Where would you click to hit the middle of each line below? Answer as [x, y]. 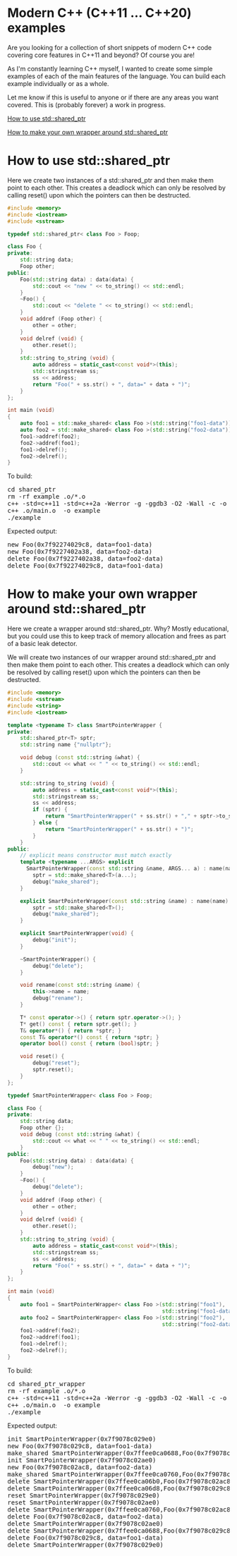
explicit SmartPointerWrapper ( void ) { [77, 934]
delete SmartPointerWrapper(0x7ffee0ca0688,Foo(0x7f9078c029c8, [121, 1531]
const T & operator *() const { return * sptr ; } [90, 1037]
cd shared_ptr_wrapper [47, 1384]
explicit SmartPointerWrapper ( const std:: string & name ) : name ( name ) [124, 901]
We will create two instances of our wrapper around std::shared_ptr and [112, 657]
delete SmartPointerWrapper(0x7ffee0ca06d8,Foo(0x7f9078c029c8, [121, 1488]
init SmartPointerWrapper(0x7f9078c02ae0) [82, 1460]
